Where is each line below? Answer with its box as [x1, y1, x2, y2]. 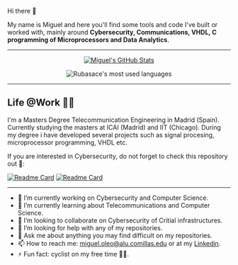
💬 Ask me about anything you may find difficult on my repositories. [17, 231, 212, 239]
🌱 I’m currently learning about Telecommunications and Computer [17, 201, 210, 209]
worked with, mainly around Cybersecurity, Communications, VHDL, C [7, 28, 217, 36]
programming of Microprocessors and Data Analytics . [7, 35, 170, 44]
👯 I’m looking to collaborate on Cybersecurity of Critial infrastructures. [17, 216, 223, 225]
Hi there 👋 [7, 7, 37, 15]
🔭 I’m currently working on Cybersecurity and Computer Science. [17, 193, 209, 202]
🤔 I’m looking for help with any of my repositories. [17, 223, 163, 232]
